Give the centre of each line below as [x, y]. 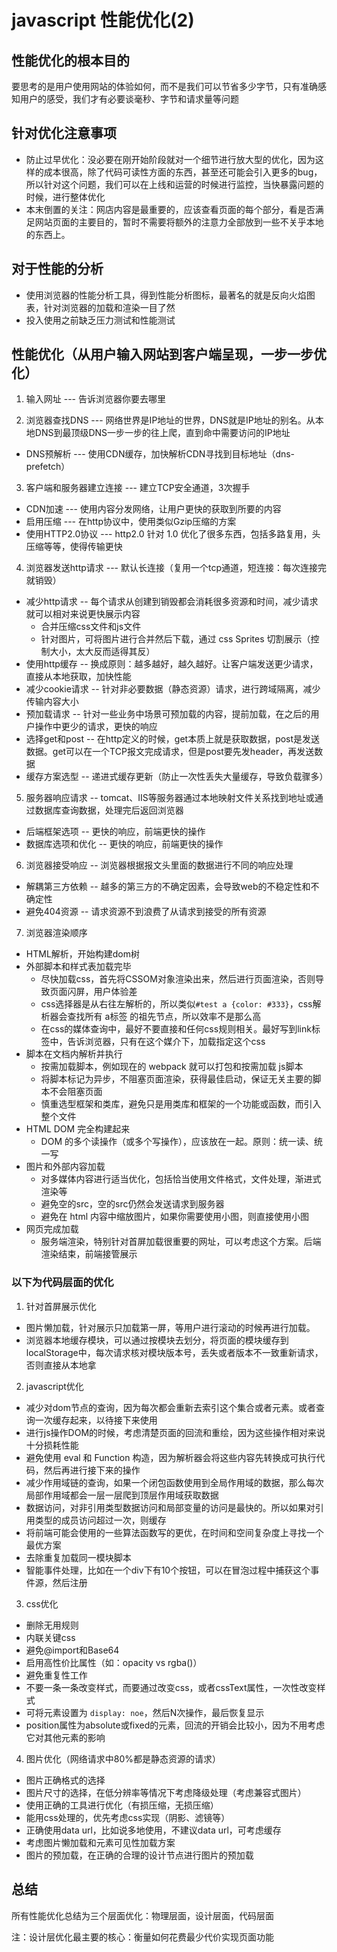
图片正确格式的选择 [65, 1780]
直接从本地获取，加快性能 [78, 677]
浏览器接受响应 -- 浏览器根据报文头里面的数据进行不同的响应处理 [159, 865]
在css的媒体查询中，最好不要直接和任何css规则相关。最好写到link [176, 1029]
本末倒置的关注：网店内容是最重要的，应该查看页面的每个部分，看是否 [170, 209]
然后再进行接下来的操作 [92, 1470]
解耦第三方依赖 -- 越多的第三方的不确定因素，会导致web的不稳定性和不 [172, 887]
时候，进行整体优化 [65, 197]
